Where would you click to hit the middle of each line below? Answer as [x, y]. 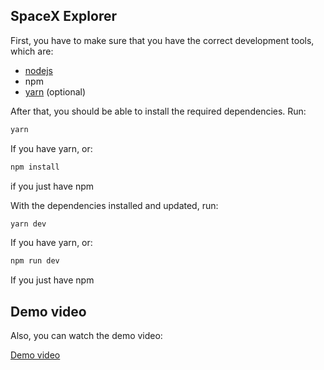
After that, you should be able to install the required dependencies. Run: [158, 111]
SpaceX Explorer [63, 16]
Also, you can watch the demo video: [86, 336]
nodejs [38, 70]
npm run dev [35, 261]
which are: [32, 51]
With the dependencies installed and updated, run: [114, 205]
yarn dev [28, 224]
